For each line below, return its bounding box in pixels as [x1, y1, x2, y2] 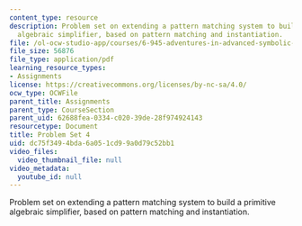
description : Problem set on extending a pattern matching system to [9, 22, 276, 31]
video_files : [9, 147, 58, 156]
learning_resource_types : [9, 64, 106, 73]
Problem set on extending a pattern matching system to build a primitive [9, 197, 276, 208]
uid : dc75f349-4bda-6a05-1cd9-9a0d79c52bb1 [9, 139, 175, 148]
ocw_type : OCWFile [9, 88, 78, 97]
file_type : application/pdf [9, 55, 115, 64]
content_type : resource [9, 13, 99, 23]
